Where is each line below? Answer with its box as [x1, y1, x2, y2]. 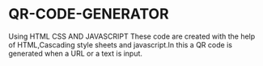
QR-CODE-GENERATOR [8, 5, 169, 23]
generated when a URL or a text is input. [8, 48, 143, 58]
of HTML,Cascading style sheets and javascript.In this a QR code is [8, 39, 233, 49]
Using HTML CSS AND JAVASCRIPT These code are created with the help [8, 31, 256, 41]
